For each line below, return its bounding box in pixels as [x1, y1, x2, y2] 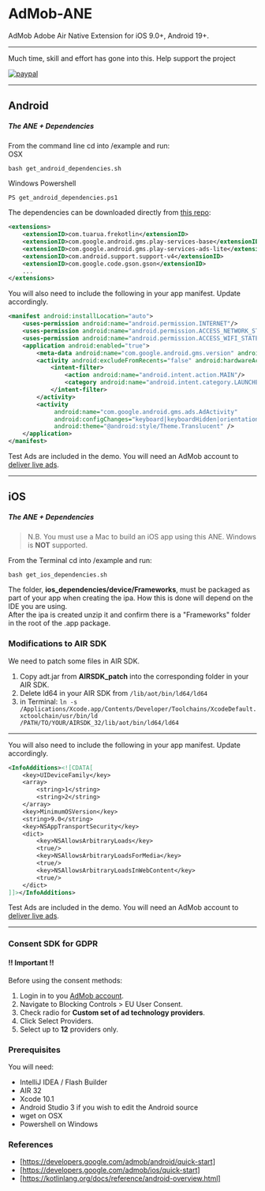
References [8, 1139, 54, 1150]
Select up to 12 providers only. [19, 1024, 119, 1034]
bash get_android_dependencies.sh [8, 165, 122, 173]
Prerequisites [8, 1044, 61, 1055]
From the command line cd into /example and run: [8, 141, 170, 151]
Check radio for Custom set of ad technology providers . [19, 1008, 205, 1017]
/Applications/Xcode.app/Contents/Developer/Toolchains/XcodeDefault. [19, 704, 257, 713]
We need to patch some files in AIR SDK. [8, 656, 140, 666]
